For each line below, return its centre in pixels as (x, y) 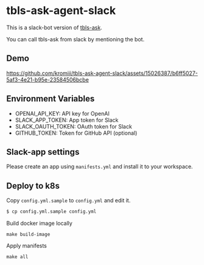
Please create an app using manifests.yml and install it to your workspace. (100, 167)
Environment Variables (51, 99)
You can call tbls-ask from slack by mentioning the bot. (76, 39)
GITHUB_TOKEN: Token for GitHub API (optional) (76, 133)
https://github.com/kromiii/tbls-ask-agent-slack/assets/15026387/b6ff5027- (102, 73)
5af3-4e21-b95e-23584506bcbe (48, 79)
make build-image (28, 235)
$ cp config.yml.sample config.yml (51, 212)
